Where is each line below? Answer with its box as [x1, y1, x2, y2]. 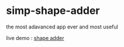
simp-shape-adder [6, 4, 101, 17]
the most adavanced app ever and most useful [6, 23, 118, 30]
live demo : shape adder [6, 34, 64, 41]
